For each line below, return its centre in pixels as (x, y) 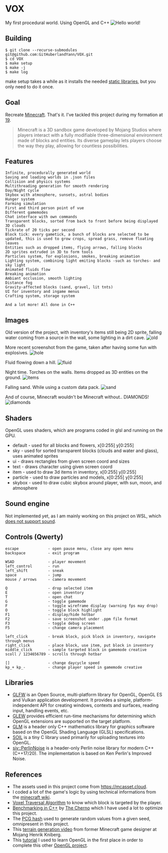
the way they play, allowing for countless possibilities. (73, 146)
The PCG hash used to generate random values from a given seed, (81, 819)
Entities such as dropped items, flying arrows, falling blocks (74, 248)
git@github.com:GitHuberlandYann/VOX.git (49, 54)
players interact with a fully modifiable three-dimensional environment (90, 135)
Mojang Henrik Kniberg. (37, 835)
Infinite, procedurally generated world (48, 173)
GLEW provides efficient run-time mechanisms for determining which (84, 716)
